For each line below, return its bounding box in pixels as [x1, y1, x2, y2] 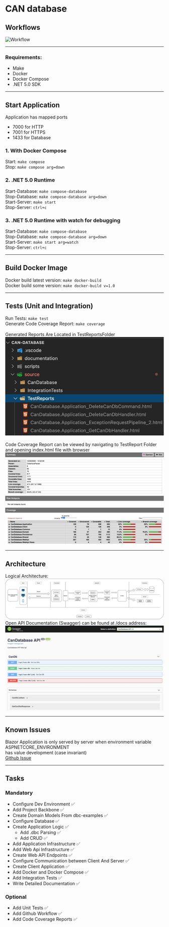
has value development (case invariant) [5, 750, 87, 756]
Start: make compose [5, 158, 45, 165]
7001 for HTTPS [12, 129, 46, 135]
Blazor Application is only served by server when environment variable [5, 739, 152, 745]
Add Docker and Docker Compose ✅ [12, 869, 89, 875]
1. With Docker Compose [5, 147, 67, 154]
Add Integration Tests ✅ [12, 875, 62, 881]
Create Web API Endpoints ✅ [12, 852, 73, 858]
